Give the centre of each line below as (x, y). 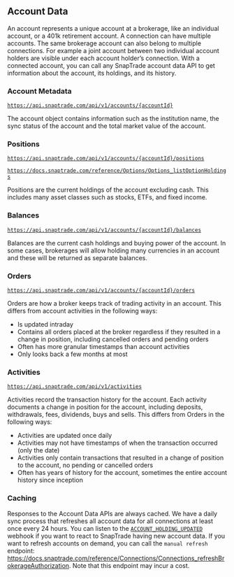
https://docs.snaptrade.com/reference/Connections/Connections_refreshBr (116, 558)
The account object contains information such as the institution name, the (113, 119)
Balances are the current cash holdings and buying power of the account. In (117, 243)
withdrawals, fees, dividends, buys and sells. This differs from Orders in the (116, 415)
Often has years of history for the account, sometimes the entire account (122, 473)
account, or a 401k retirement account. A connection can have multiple (109, 36)
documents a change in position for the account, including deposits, (105, 407)
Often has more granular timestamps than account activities (103, 347)
